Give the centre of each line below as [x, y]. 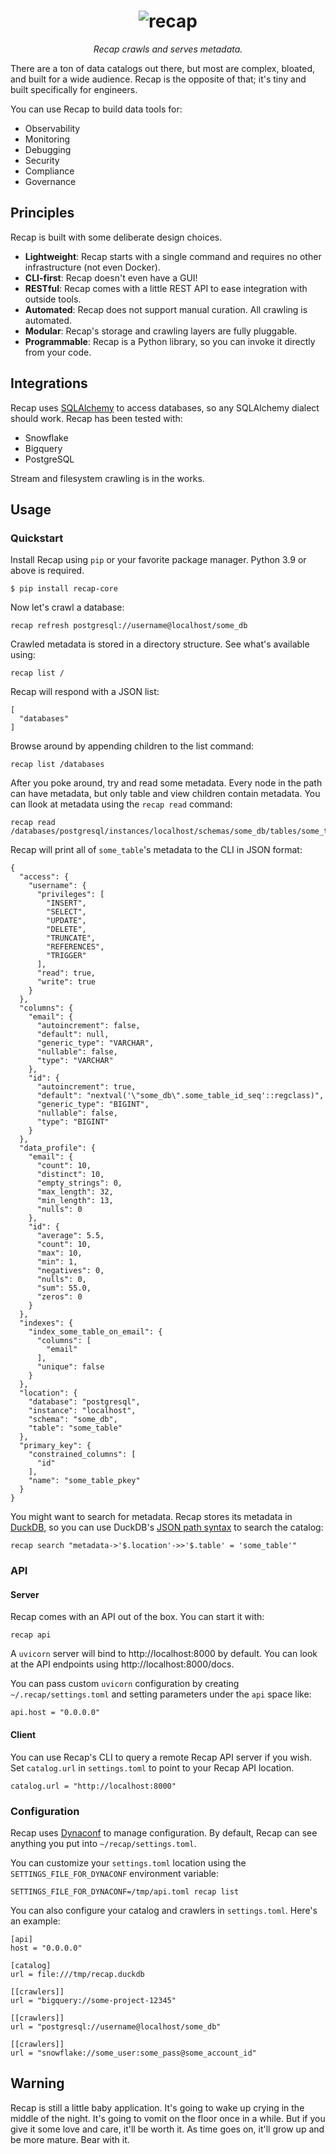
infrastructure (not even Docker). [92, 267]
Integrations [49, 383]
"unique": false [70, 1367]
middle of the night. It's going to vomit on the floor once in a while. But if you [168, 2118]
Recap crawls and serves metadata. [168, 49]
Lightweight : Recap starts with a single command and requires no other [173, 256]
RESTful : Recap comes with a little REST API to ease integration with [166, 288]
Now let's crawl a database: [67, 607]
